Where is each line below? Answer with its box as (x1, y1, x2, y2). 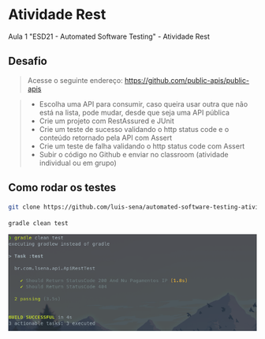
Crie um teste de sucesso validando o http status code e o (39, 124, 230, 134)
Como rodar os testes (8, 181, 117, 194)
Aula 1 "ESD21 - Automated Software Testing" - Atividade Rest (8, 32, 211, 41)
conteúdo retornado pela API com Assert (39, 133, 173, 142)
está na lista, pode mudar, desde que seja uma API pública (39, 107, 230, 117)
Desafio (8, 55, 47, 68)
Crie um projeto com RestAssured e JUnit (39, 116, 175, 126)
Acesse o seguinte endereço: (27, 75, 124, 85)
